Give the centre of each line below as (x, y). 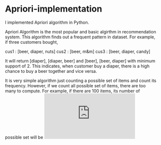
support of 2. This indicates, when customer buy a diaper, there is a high (77, 66)
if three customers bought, (31, 42)
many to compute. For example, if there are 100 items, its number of (73, 91)
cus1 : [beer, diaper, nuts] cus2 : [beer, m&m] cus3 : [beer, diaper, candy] (78, 51)
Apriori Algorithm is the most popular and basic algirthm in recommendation (80, 32)
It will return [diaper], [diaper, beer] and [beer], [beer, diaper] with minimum (80, 61)
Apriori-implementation (54, 9)
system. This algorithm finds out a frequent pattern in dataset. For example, (80, 37)
